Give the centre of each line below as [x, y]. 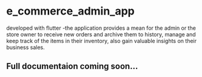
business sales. [26, 47]
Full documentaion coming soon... [72, 66]
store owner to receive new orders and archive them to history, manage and [101, 34]
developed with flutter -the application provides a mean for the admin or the [101, 28]
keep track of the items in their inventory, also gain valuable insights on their [102, 41]
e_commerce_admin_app [71, 11]
